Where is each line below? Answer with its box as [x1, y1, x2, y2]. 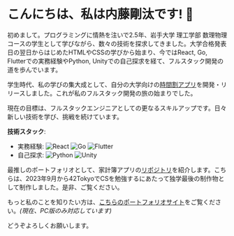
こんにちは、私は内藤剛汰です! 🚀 [7, 6, 194, 22]
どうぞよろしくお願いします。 [7, 221, 93, 230]
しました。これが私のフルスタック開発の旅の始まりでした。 [25, 88, 197, 97]
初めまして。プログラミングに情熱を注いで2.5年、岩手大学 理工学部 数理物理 [7, 31, 228, 39]
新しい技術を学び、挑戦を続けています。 [7, 112, 124, 120]
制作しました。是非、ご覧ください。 [19, 182, 124, 191]
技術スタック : [7, 127, 47, 136]
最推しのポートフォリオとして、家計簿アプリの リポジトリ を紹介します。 [7, 165, 214, 174]
